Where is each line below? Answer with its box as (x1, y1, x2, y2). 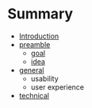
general (18, 65, 44, 74)
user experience (30, 82, 85, 92)
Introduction (18, 31, 59, 41)
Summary (7, 5, 73, 23)
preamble (18, 39, 51, 49)
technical (18, 90, 49, 100)
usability (30, 74, 59, 83)
